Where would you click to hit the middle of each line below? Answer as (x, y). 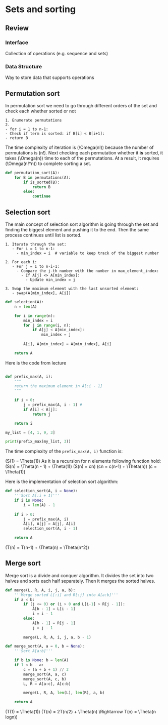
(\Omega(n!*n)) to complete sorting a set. (48, 164)
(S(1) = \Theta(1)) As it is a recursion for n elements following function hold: (83, 461)
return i (23, 423)
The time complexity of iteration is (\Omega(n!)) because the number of (79, 147)
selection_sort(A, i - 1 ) (51, 529)
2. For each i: (21, 262)
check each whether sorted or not (41, 111)
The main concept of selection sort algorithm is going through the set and (82, 224)
